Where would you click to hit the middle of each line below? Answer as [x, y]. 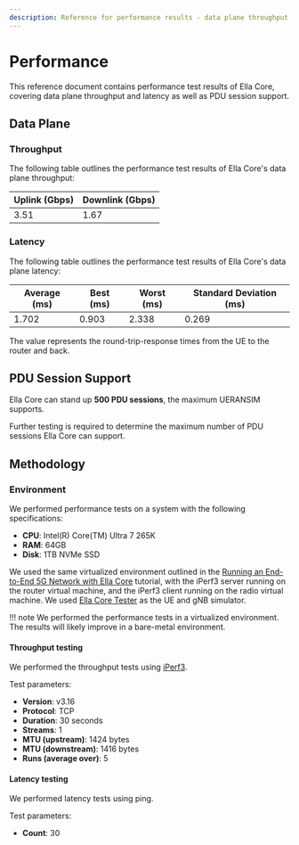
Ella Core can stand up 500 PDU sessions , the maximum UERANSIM [135, 400]
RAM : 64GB [44, 546]
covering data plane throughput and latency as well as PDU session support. [149, 95]
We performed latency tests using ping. [81, 799]
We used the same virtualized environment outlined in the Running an [137, 572]
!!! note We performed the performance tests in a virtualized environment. [144, 618]
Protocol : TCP [48, 711]
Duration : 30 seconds [63, 721]
